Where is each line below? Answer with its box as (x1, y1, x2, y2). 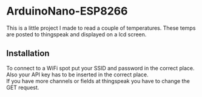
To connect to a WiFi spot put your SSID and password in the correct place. (6, 64, 195, 72)
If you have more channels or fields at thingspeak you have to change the (6, 77, 190, 84)
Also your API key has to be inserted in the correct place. (6, 71, 149, 78)
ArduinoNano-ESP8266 (6, 4, 128, 18)
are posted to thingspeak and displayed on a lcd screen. (6, 30, 147, 38)
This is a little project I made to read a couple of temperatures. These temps (6, 24, 196, 32)
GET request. (6, 84, 39, 91)
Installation (6, 48, 50, 59)
